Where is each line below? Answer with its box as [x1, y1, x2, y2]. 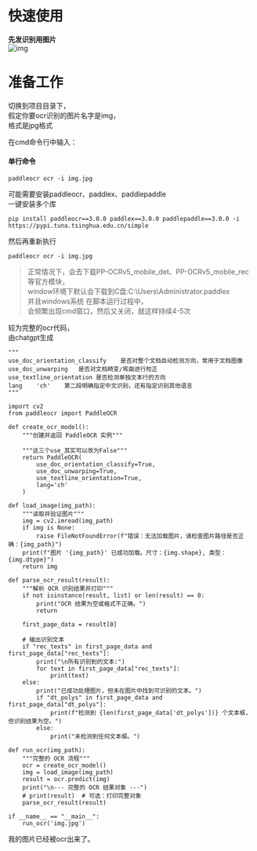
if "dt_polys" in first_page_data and [36, 694, 163, 702]
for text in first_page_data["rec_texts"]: [36, 665, 180, 673]
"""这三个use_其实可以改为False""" [22, 447, 128, 455]
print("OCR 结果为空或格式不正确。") [36, 600, 147, 608]
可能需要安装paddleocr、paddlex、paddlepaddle [8, 189, 167, 199]
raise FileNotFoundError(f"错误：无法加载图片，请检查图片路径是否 [36, 532, 239, 541]
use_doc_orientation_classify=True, [36, 460, 156, 468]
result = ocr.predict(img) [22, 776, 110, 783]
